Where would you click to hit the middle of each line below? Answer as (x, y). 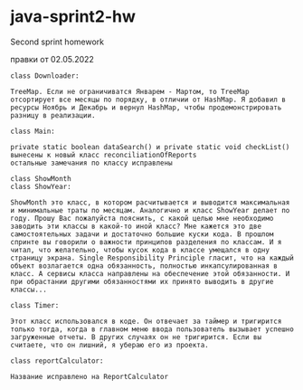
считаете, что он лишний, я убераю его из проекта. (109, 345)
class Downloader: (45, 76)
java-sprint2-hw (73, 17)
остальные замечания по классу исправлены (91, 163)
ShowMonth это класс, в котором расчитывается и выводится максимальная (150, 202)
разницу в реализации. (53, 115)
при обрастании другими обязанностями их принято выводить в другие (142, 281)
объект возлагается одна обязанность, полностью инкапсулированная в (144, 266)
